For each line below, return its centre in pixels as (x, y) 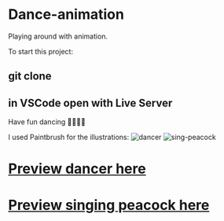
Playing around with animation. (58, 36)
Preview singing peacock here (109, 205)
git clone (30, 76)
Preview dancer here (77, 169)
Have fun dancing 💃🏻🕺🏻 (47, 122)
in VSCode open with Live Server (90, 103)
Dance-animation (66, 15)
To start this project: (40, 51)
